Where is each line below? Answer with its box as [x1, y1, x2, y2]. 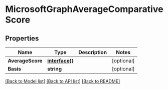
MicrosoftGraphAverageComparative [5, 3, 163, 15]
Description [78, 49, 107, 55]
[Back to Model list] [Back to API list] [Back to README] [5, 78, 120, 84]
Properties [5, 34, 39, 42]
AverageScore [8, 57, 43, 64]
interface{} [47, 57, 74, 64]
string [47, 65, 62, 72]
